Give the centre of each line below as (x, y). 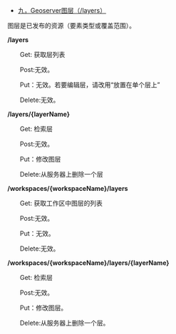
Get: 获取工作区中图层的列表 (61, 203)
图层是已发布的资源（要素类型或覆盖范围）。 (71, 26)
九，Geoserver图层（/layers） (62, 10)
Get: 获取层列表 (42, 54)
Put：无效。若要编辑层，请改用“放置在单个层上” (90, 85)
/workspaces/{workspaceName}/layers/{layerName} (88, 263)
